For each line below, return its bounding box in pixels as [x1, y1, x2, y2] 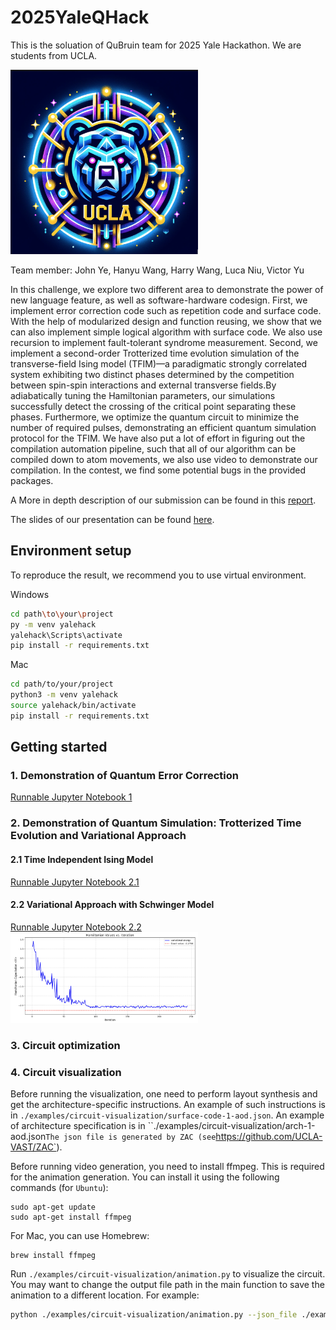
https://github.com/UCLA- [215, 1131, 323, 1143]
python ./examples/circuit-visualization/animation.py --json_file [10, 1310, 298, 1320]
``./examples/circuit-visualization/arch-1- [147, 1120, 316, 1132]
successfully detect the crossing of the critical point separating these [10, 400, 297, 412]
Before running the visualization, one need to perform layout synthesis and [10, 1088, 318, 1100]
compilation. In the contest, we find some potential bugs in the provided [10, 464, 307, 476]
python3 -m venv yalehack [10, 690, 118, 700]
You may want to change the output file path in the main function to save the [10, 1279, 325, 1291]
